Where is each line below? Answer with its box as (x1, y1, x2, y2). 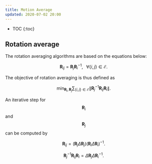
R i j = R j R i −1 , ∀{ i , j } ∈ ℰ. (59, 63, 108, 71)
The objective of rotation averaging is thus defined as (5, 74, 115, 80)
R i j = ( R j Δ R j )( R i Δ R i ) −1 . (62, 140, 106, 148)
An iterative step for (5, 97, 46, 103)
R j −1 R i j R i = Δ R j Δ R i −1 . (63, 152, 104, 160)
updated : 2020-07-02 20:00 (5, 12, 61, 17)
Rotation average (5, 40, 60, 48)
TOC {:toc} (12, 25, 35, 31)
